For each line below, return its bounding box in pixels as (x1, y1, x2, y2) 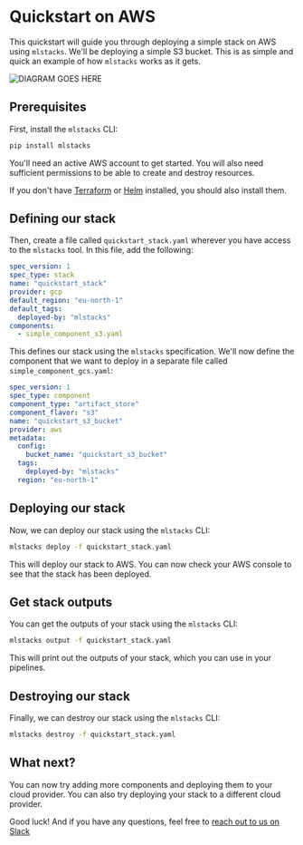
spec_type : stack (9, 270, 75, 280)
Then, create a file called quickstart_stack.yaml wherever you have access (9, 235, 291, 246)
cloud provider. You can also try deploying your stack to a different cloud (9, 789, 281, 800)
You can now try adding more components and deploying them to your (9, 779, 273, 790)
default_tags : (9, 304, 63, 314)
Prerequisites (9, 100, 87, 115)
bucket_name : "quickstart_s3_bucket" (25, 451, 168, 460)
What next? (9, 755, 76, 771)
